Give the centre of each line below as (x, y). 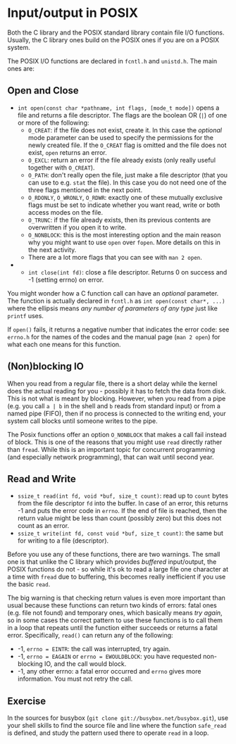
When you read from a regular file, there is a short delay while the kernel (112, 383)
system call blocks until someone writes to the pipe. (83, 421)
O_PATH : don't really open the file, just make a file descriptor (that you (128, 175)
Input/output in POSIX (73, 13)
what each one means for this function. (64, 344)
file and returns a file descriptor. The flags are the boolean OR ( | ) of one (122, 115)
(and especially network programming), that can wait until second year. (111, 457)
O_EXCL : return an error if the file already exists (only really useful (122, 160)
